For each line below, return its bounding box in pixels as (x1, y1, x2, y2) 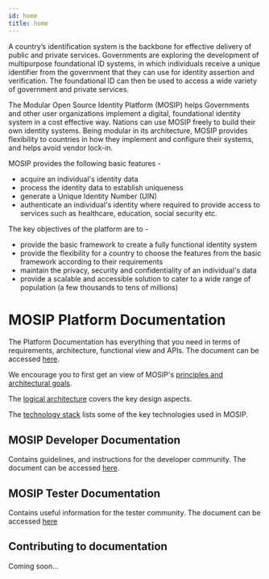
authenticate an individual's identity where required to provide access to (19, 199, 260, 210)
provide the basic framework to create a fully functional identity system (19, 240, 258, 249)
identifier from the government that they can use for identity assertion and (8, 67, 255, 77)
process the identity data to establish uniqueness (19, 182, 184, 192)
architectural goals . (8, 378, 72, 388)
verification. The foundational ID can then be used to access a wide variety (8, 76, 258, 85)
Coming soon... (8, 561, 59, 571)
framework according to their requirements (19, 256, 163, 266)
